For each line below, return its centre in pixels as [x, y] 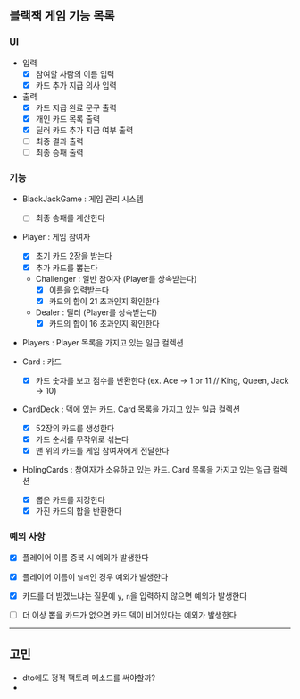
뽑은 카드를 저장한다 [70, 500]
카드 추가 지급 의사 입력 [76, 85]
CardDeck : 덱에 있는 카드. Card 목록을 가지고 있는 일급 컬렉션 [131, 409]
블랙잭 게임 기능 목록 [62, 16]
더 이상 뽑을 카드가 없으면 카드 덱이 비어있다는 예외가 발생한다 [129, 615]
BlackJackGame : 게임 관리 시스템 [83, 199]
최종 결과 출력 [59, 141]
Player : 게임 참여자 [56, 237]
